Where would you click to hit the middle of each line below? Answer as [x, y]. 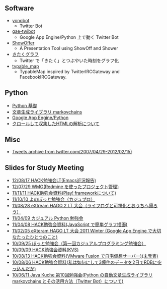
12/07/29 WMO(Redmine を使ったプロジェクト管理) [65, 187]
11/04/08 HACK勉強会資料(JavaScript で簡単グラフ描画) [70, 224]
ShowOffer [23, 43]
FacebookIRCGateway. [43, 77]
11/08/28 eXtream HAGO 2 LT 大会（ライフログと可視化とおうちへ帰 [82, 206]
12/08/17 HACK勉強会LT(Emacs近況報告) [54, 181]
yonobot [21, 20]
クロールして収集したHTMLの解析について [56, 124]
